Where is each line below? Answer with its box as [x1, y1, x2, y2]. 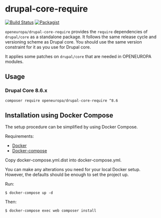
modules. [5, 58, 24, 64]
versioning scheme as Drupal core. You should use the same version [5, 39, 142, 44]
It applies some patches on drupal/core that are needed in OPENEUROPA [5, 53, 152, 59]
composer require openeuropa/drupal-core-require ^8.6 [5, 98, 118, 103]
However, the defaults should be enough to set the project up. [5, 172, 129, 177]
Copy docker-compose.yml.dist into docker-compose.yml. [5, 157, 122, 163]
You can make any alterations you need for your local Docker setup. [5, 167, 141, 173]
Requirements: [5, 133, 34, 139]
